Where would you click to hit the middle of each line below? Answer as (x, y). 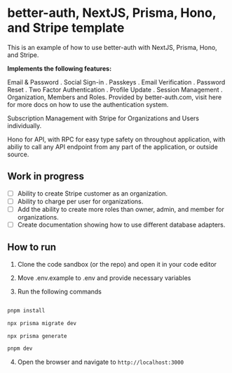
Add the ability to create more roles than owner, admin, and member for (121, 209)
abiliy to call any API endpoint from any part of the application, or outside (113, 146)
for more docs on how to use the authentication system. (88, 104)
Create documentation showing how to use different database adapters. (121, 225)
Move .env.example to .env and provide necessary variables (104, 278)
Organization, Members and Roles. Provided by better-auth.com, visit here (115, 97)
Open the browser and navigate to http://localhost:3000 (101, 362)
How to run (32, 247)
